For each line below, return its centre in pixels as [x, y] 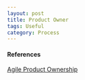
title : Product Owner [38, 20]
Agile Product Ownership [42, 70]
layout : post [26, 13]
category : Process [33, 32]
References [24, 54]
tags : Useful [26, 26]
